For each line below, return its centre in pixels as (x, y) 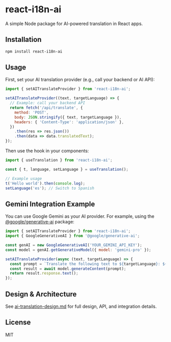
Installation (23, 40)
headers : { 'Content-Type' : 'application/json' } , (69, 122)
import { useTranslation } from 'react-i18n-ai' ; (59, 160)
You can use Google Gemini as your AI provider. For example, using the (80, 216)
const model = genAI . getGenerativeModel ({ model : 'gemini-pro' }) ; (78, 250)
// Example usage (24, 178)
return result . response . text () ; (44, 273)
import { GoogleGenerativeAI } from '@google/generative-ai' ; (73, 236)
